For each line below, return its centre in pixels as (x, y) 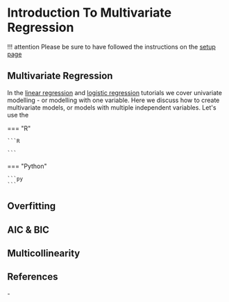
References (33, 277)
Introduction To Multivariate (90, 13)
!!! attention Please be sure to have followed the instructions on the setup (112, 47)
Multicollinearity (44, 253)
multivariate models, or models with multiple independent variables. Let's (112, 107)
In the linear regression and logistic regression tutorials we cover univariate (114, 92)
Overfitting (32, 206)
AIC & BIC (28, 229)
